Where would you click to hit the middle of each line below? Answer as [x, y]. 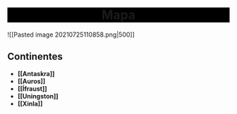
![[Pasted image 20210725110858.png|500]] [71, 34]
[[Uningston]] [38, 96]
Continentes [35, 57]
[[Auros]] [31, 81]
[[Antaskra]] [36, 73]
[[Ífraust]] [32, 89]
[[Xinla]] [30, 103]
